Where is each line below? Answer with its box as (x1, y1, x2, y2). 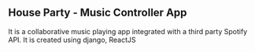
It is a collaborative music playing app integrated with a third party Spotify (8, 26, 248, 36)
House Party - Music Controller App (8, 6, 187, 19)
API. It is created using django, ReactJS (8, 35, 136, 44)
